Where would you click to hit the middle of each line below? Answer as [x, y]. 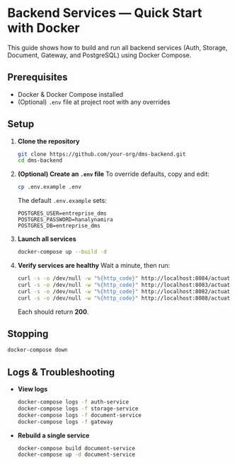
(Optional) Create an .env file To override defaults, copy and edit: [114, 174]
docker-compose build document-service [76, 448]
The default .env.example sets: [62, 201]
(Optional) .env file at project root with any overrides [94, 102]
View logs [33, 389]
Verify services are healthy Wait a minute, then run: [94, 266]
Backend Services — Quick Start [105, 13]
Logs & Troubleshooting [61, 372]
